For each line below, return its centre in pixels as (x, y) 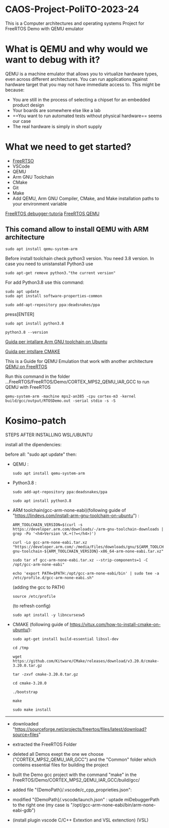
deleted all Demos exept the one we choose (58, 754)
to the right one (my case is (41, 805)
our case (22, 121)
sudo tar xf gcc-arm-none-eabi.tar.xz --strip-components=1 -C (80, 560)
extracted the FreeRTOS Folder (45, 744)
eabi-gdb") (24, 810)
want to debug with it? (53, 60)
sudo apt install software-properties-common (54, 296)
